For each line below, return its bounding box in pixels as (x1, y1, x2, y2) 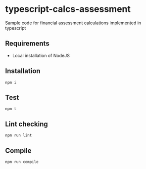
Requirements (5, 40, 49, 48)
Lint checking (5, 120, 48, 128)
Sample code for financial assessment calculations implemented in (5, 20, 142, 26)
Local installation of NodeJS (12, 52, 70, 58)
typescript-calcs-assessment (5, 3, 131, 15)
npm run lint (5, 133, 32, 138)
